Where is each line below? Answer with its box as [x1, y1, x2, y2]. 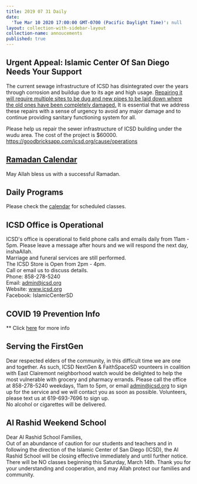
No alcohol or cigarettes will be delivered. [6, 400, 107, 408]
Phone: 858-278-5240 [6, 273, 60, 280]
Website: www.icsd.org [6, 286, 62, 293]
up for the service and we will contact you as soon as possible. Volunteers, [6, 388, 187, 395]
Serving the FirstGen [6, 342, 84, 352]
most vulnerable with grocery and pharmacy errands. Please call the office [6, 376, 186, 383]
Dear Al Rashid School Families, [6, 433, 83, 440]
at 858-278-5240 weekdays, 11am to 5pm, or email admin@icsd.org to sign [6, 382, 188, 389]
